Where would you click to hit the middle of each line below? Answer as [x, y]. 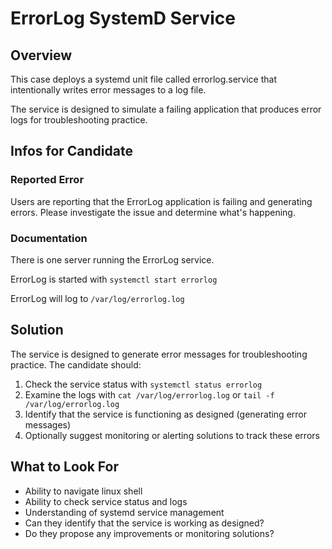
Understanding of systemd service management [124, 512]
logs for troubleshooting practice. [79, 120]
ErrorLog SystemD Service [123, 18]
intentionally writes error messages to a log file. [108, 90]
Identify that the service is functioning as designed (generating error [165, 414]
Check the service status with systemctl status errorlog [143, 384]
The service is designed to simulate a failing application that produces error [166, 109]
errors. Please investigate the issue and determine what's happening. [153, 212]
